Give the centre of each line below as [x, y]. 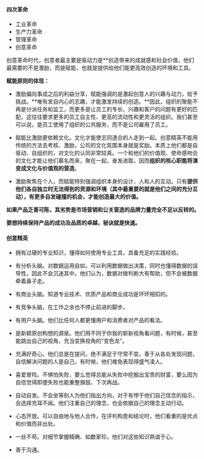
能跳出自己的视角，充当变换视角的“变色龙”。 [71, 341]
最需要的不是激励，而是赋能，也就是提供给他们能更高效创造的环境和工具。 [100, 68]
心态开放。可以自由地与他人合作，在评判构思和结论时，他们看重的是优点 [106, 416]
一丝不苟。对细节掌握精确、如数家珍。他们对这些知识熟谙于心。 [96, 437]
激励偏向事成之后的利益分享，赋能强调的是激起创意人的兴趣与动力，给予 [106, 94]
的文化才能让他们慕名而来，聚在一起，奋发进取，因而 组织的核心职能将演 [106, 161]
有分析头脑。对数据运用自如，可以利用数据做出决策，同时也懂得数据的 [104, 266]
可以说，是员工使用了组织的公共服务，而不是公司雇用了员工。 [93, 125]
